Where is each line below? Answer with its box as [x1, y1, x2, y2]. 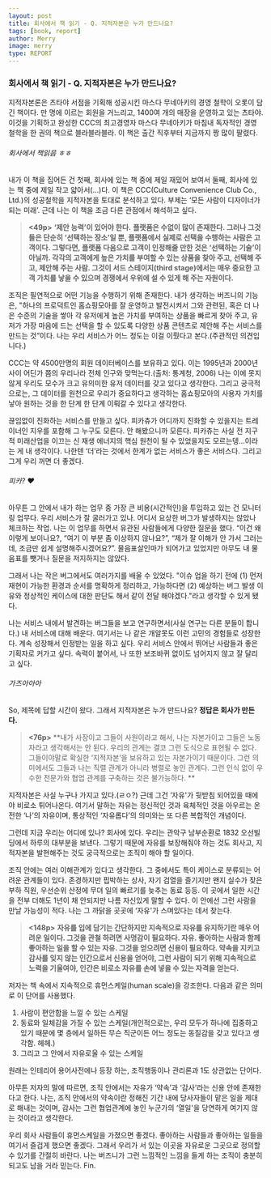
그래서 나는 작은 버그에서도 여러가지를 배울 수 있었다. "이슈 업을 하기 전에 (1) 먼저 [8, 570, 263, 580]
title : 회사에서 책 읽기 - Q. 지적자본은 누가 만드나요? [8, 19, 174, 28]
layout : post [8, 11, 53, 20]
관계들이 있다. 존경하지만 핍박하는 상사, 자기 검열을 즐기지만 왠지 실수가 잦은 [23, 875, 263, 885]
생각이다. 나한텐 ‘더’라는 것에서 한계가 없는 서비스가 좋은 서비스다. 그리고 [33, 446, 262, 456]
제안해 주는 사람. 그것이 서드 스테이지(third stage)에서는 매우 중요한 [39, 262, 252, 272]
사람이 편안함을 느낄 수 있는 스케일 [19, 1007, 129, 1017]
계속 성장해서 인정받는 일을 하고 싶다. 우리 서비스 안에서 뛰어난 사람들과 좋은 [19, 638, 259, 648]
